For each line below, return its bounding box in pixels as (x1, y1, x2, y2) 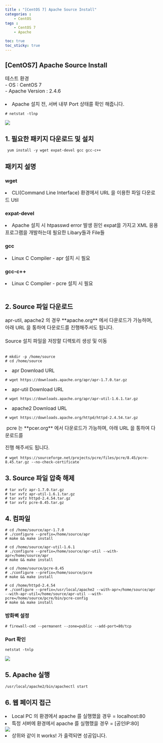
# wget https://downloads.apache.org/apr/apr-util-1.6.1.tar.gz (5, 396, 138, 401)
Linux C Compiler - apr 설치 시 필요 (12, 254, 91, 261)
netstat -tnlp (5, 647, 34, 652)
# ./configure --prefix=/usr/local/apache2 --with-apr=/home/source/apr (5, 588, 156, 592)
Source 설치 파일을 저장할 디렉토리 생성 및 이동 (5, 337, 108, 344)
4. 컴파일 (5, 514, 31, 523)
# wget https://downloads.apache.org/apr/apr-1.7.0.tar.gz (5, 377, 127, 382)
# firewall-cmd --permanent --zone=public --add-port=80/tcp (5, 624, 132, 629)
